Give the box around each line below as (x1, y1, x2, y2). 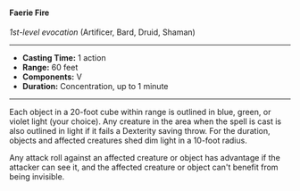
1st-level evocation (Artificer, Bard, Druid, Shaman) (9, 27, 196, 37)
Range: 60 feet (21, 62, 79, 73)
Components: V (21, 71, 82, 82)
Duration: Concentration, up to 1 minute (21, 81, 169, 92)
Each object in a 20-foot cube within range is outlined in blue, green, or (9, 107, 271, 118)
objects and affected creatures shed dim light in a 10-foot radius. (9, 135, 247, 146)
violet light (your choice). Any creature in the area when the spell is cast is (9, 116, 282, 127)
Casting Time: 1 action (21, 53, 106, 63)
